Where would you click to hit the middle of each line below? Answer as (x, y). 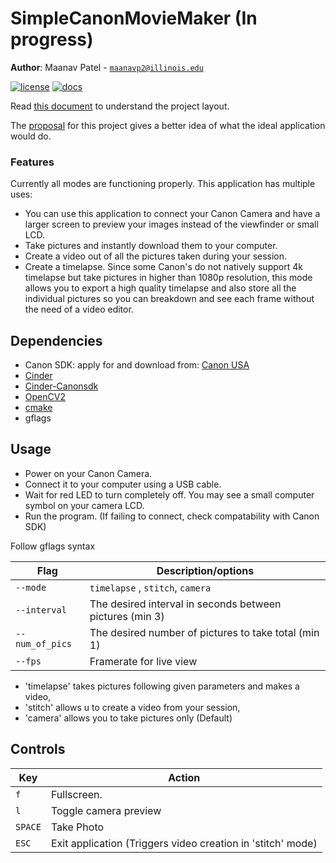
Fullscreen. (76, 794)
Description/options (205, 570)
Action (184, 777)
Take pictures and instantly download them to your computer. (151, 246)
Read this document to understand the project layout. (120, 106)
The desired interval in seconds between (185, 604)
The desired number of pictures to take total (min (204, 632)
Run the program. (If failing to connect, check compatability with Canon (172, 516)
